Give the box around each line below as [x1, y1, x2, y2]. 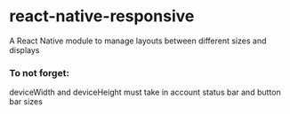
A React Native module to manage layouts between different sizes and [9, 35, 267, 46]
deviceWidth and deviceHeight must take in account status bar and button [9, 87, 282, 98]
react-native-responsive [9, 6, 195, 27]
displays [9, 44, 40, 55]
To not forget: [9, 66, 69, 79]
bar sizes [9, 96, 43, 107]
